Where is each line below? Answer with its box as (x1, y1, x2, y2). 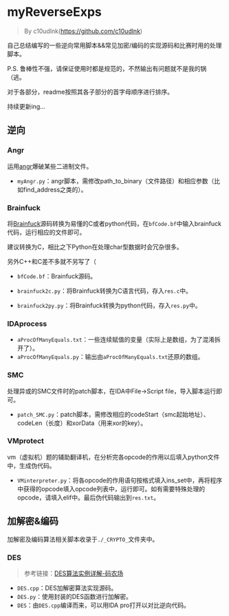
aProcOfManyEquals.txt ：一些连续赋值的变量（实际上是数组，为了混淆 (17, 336, 215, 344)
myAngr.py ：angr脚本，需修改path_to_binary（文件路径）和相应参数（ (17, 176, 215, 185)
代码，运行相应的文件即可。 (7, 228, 86, 236)
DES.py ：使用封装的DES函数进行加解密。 (17, 592, 133, 600)
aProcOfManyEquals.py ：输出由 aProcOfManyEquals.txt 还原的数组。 (17, 353, 204, 361)
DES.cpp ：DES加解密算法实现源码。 (17, 584, 118, 592)
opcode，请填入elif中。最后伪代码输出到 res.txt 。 (17, 493, 160, 502)
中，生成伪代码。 (7, 461, 56, 469)
